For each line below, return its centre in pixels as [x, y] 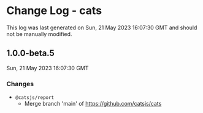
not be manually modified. [39, 34]
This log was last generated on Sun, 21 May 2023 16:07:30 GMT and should [102, 27]
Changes [20, 84]
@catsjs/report [35, 98]
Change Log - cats [54, 11]
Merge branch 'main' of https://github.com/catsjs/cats [93, 104]
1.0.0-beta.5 [31, 53]
